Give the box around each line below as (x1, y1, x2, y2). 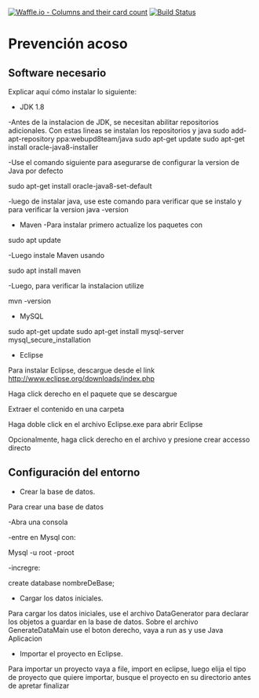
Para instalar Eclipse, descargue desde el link (8, 366, 155, 375)
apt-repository (8, 134, 55, 143)
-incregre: (8, 563, 41, 572)
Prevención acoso (8, 35, 128, 53)
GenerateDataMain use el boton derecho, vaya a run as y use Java (8, 625, 224, 634)
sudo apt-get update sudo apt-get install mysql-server (8, 327, 184, 336)
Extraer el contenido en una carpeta (8, 405, 125, 413)
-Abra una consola (8, 517, 68, 527)
